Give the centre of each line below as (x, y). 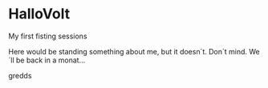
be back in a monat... (51, 60)
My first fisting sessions (48, 36)
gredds (20, 75)
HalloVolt (39, 14)
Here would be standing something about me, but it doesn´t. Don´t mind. (128, 51)
